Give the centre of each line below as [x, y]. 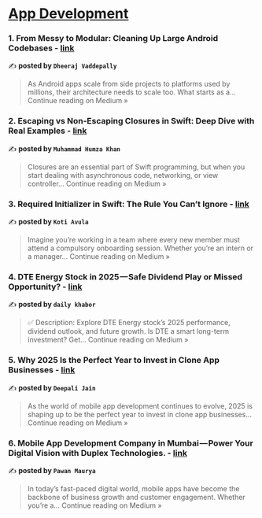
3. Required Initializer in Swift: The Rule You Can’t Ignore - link [129, 204]
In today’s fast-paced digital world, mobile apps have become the [133, 488]
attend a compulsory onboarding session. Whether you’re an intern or [140, 248]
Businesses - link [42, 370]
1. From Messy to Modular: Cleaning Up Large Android [113, 39]
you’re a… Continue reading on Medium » [95, 505]
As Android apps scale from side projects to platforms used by [129, 84]
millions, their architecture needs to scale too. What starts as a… [131, 92]
